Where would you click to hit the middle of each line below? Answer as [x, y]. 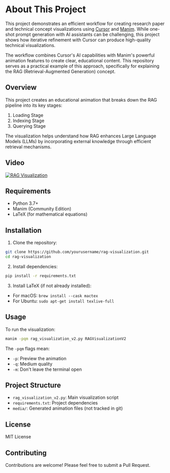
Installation [23, 230]
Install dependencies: [35, 266]
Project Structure [33, 385]
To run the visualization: [30, 329]
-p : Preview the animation [39, 358]
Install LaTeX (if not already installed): [52, 286]
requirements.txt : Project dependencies [55, 403]
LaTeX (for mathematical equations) [50, 214]
